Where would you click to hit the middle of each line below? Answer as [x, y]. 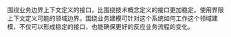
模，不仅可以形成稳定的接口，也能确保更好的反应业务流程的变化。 [100, 27]
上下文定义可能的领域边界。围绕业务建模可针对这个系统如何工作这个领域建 [112, 18]
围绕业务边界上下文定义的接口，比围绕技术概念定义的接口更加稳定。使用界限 [115, 10]
